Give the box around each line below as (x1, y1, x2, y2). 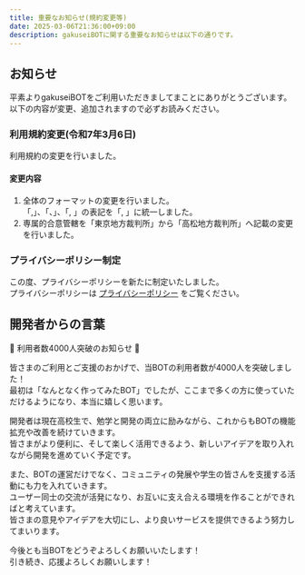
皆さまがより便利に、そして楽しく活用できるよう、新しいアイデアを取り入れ (9, 438, 295, 449)
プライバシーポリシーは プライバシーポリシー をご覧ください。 (9, 287, 245, 298)
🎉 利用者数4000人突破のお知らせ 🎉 (9, 342, 141, 353)
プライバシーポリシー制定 (9, 253, 121, 266)
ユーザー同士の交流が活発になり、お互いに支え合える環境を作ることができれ (9, 491, 295, 502)
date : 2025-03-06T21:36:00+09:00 (9, 22, 136, 31)
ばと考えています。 (9, 502, 80, 513)
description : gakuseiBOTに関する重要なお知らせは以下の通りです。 (9, 30, 238, 39)
